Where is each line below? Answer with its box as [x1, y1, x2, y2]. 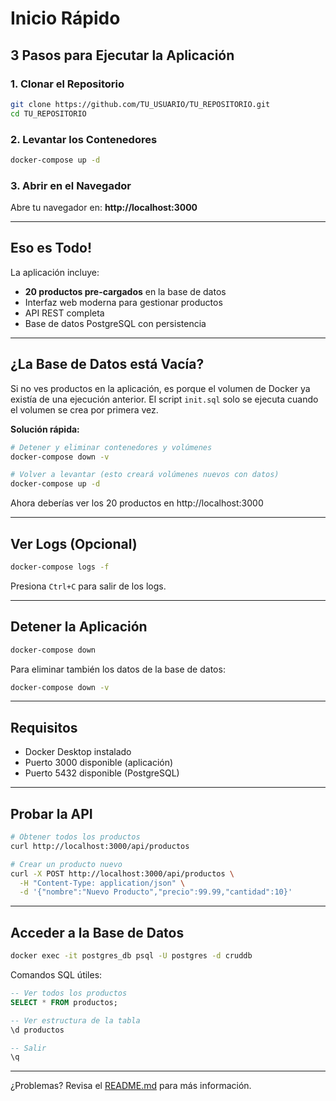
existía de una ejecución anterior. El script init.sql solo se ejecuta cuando [10, 393, 319, 405]
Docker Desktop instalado [24, 746, 132, 758]
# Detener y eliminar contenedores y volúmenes [10, 442, 213, 452]
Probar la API [10, 805, 93, 822]
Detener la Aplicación [10, 618, 148, 636]
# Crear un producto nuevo [10, 859, 123, 869]
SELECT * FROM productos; [10, 997, 118, 1007]
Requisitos [10, 719, 78, 736]
